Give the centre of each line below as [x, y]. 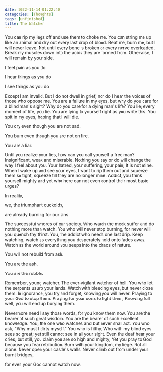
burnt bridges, [20, 355]
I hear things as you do [28, 77]
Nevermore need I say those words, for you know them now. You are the [78, 313]
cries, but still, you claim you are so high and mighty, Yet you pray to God [79, 339]
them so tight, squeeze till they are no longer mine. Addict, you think [74, 176]
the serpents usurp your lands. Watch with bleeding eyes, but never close [79, 288]
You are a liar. [19, 146]
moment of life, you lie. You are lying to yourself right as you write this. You [81, 112]
